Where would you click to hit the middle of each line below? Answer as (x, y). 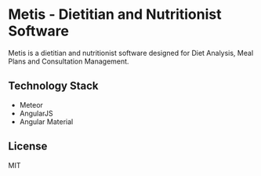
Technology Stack (53, 86)
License (28, 147)
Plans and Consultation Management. (69, 61)
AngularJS (36, 113)
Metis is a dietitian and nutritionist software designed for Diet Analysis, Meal (131, 53)
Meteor (31, 104)
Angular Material (46, 121)
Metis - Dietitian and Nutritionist (115, 15)
